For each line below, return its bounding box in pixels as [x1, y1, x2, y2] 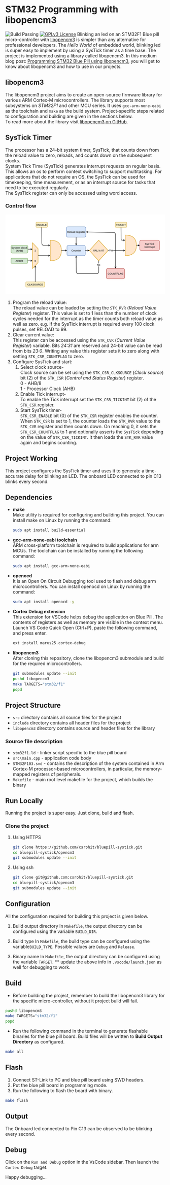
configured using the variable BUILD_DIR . [12, 928, 97, 934]
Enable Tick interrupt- [20, 391, 66, 397]
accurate [5, 473, 24, 479]
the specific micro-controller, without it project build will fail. [12, 998, 139, 1004]
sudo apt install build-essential [12, 528, 86, 533]
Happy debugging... [5, 1174, 47, 1180]
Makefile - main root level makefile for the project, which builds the [12, 776, 153, 782]
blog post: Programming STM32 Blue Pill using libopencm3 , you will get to [5, 58, 160, 64]
